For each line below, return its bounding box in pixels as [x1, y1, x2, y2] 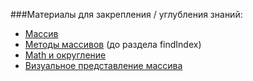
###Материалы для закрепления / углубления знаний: [10, 9, 243, 20]
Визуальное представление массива [24, 60, 183, 71]
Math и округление [24, 49, 107, 61]
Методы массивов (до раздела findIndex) [24, 39, 202, 50]
